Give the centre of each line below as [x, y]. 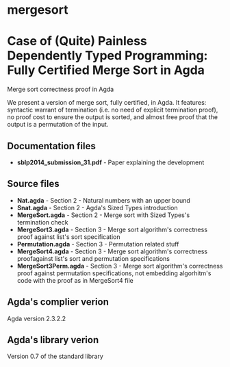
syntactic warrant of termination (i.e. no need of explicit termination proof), [113, 110]
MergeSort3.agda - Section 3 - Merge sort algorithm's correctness [112, 229]
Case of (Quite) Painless [77, 41]
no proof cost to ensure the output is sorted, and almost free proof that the [112, 117]
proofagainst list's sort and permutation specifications [93, 258]
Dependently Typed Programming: [107, 56]
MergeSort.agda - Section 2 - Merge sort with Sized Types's [103, 215]
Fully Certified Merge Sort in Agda [106, 70]
